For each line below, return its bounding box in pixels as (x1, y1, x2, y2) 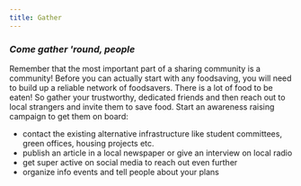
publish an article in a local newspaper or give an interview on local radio (22, 147, 293, 158)
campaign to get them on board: (9, 111, 128, 121)
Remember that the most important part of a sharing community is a (9, 63, 261, 74)
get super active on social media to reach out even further (22, 156, 238, 167)
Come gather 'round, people (9, 42, 136, 55)
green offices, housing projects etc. (22, 137, 155, 148)
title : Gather (9, 13, 63, 22)
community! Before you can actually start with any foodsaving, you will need (9, 73, 292, 84)
